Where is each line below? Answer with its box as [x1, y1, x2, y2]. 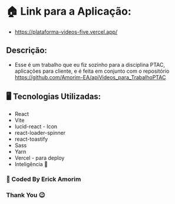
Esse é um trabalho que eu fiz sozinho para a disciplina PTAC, [14, 61, 165, 68]
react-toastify [14, 135, 48, 143]
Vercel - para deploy [14, 154, 65, 161]
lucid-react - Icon [14, 122, 58, 130]
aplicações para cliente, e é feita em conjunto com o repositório [14, 67, 170, 75]
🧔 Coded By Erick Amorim [6, 175, 81, 183]
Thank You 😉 [6, 191, 45, 199]
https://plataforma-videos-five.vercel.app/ [14, 28, 118, 35]
